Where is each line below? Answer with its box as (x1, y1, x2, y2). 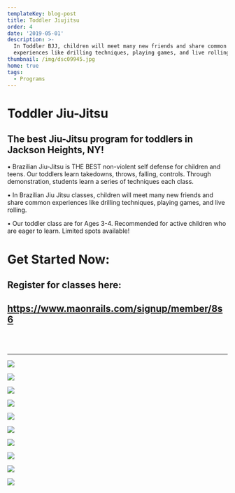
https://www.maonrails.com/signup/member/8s (7, 303, 223, 315)
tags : (7, 69, 23, 76)
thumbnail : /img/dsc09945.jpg (7, 56, 96, 63)
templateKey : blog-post (7, 10, 77, 17)
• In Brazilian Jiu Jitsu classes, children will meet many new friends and (7, 191, 213, 199)
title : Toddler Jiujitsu (7, 17, 80, 24)
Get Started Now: (7, 251, 110, 267)
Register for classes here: (7, 279, 122, 291)
